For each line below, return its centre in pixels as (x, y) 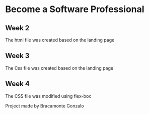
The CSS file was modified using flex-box (48, 96)
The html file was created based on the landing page (60, 40)
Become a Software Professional (75, 9)
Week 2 (17, 28)
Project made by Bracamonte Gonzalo (45, 106)
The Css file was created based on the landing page (59, 68)
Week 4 (18, 84)
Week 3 (17, 56)
